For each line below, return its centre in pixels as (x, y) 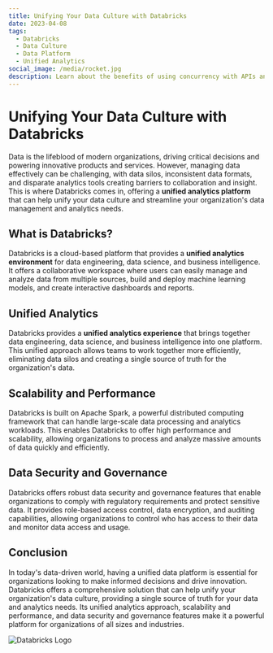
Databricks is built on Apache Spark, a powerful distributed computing (126, 413)
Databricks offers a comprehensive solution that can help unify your (122, 590)
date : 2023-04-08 (38, 24)
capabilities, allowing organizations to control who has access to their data (133, 518)
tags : (17, 31)
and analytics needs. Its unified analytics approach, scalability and (120, 607)
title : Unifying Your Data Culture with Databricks (97, 16)
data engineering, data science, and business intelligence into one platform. (135, 342)
